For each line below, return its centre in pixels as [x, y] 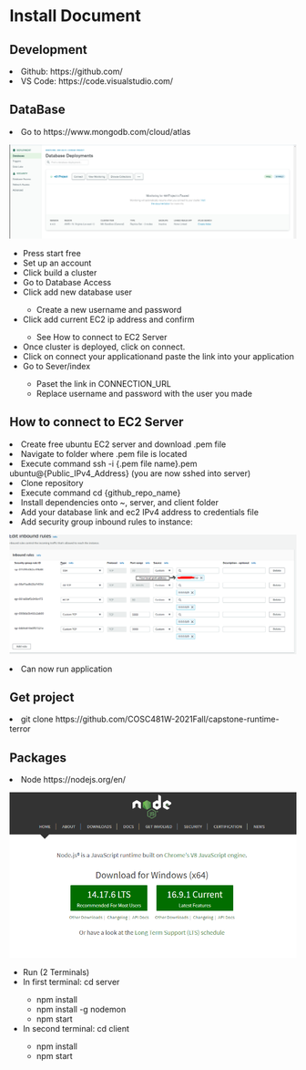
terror [20, 729]
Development [49, 50]
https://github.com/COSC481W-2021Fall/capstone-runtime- [167, 719]
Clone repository [52, 483]
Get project [42, 697]
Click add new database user [77, 292]
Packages [38, 758]
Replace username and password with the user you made [144, 393]
